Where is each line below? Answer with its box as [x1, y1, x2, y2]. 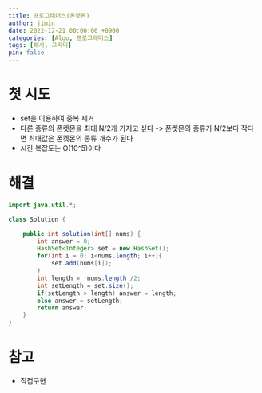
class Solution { [8, 215, 66, 223]
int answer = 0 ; [37, 237, 91, 246]
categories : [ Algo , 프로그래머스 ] [8, 33, 113, 42]
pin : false [8, 49, 45, 57]
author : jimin [8, 19, 56, 27]
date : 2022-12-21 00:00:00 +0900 [8, 26, 120, 34]
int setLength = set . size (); [37, 281, 134, 289]
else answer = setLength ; [37, 297, 124, 305]
